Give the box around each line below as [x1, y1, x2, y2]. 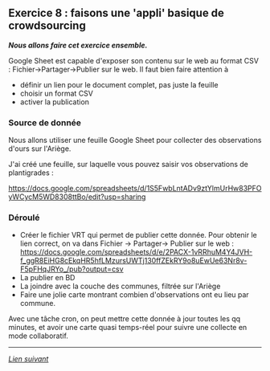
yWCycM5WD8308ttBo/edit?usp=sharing [8, 192, 146, 202]
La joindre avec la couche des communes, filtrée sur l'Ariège [19, 281, 221, 291]
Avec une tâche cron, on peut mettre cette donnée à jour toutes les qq [8, 314, 241, 324]
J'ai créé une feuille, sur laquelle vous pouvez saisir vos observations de [8, 160, 249, 169]
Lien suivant [8, 354, 49, 364]
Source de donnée [8, 116, 82, 128]
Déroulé [8, 212, 40, 223]
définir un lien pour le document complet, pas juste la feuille [19, 79, 219, 89]
